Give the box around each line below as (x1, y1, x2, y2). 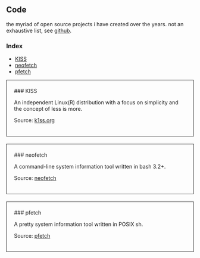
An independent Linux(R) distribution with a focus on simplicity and (14, 99, 179, 106)
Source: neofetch (14, 175, 57, 182)
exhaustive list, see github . (6, 27, 72, 34)
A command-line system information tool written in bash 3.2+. (14, 163, 166, 170)
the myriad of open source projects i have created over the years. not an (6, 20, 184, 27)
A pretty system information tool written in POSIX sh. (14, 220, 143, 228)
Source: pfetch (14, 232, 51, 240)
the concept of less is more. (14, 105, 83, 113)
